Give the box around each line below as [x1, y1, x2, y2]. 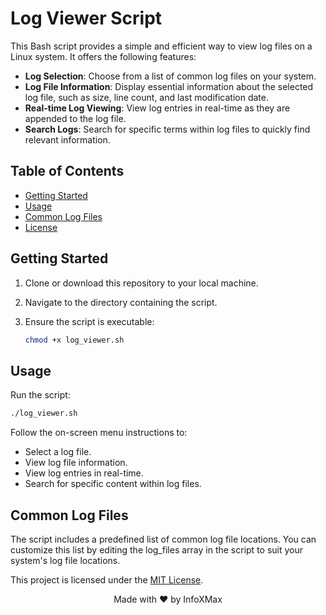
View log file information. [24, 457, 128, 469]
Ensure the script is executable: [24, 315, 155, 327]
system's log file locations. [10, 554, 121, 566]
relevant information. [24, 133, 111, 146]
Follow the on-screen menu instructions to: [10, 427, 188, 439]
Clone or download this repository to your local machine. [24, 277, 259, 289]
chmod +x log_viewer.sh [24, 335, 125, 345]
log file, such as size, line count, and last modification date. [24, 91, 269, 103]
